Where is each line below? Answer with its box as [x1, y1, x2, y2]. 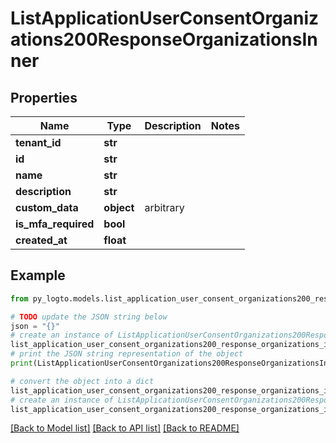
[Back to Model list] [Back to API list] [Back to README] [10, 422, 240, 434]
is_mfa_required [15, 217, 95, 231]
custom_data [15, 201, 79, 214]
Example [10, 267, 66, 284]
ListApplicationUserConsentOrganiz [10, 7, 320, 30]
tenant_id [15, 136, 62, 149]
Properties [10, 89, 78, 106]
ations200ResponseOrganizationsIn [10, 28, 318, 51]
